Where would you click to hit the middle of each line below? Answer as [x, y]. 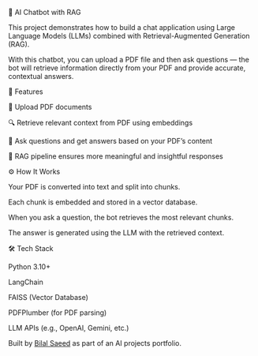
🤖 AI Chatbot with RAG [45, 12]
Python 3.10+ [30, 267]
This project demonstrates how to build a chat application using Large [122, 27]
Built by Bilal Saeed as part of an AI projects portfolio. [95, 343]
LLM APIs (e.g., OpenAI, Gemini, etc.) [69, 328]
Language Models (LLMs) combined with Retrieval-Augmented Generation [129, 36]
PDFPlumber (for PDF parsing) [58, 313]
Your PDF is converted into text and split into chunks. [94, 187]
